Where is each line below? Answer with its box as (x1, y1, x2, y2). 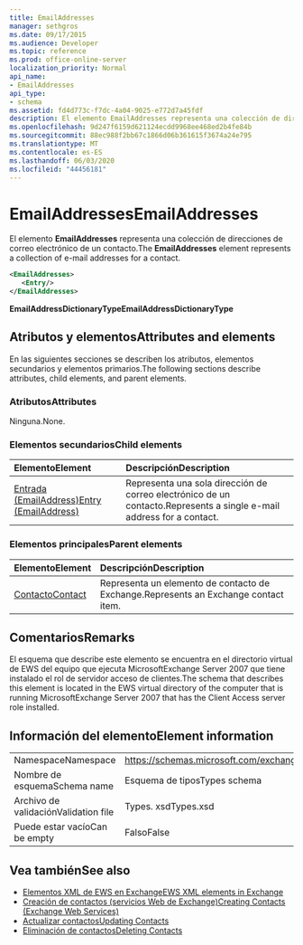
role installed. (9, 702, 60, 713)
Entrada (14, 483, 48, 496)
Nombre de (14, 769, 61, 781)
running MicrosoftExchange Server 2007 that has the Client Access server (9, 693, 286, 704)
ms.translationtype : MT (9, 139, 99, 148)
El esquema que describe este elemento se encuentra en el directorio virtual (9, 654, 293, 665)
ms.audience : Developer (9, 38, 99, 48)
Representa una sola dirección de (125, 477, 268, 489)
